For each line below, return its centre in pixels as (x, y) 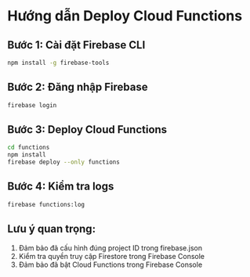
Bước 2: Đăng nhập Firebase (78, 87)
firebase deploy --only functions (64, 162)
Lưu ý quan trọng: (51, 229)
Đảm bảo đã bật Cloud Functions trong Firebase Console (111, 264)
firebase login (32, 105)
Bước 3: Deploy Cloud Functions (87, 130)
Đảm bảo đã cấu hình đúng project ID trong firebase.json (111, 248)
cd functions (29, 148)
